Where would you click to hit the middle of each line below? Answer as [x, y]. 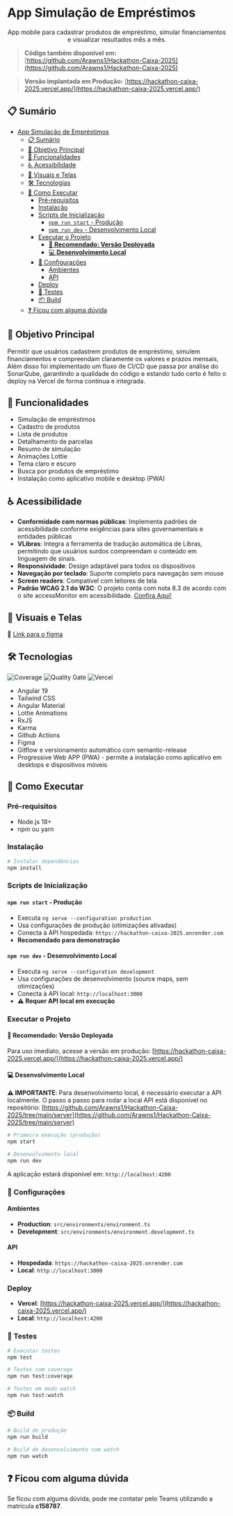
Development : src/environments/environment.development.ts [106, 1231]
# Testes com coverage [40, 1370]
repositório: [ [26, 1107]
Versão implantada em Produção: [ [75, 81]
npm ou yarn [35, 829]
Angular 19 [33, 690]
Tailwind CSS [36, 698]
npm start [22, 1142]
